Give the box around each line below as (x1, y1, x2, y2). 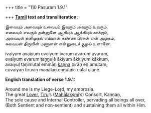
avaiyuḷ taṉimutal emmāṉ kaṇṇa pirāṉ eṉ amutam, (5, 61, 108, 67)
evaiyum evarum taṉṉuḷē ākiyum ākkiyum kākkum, (5, 56, 109, 62)
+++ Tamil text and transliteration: (5, 14, 78, 20)
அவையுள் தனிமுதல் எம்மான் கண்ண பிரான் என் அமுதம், (5, 35, 115, 41)
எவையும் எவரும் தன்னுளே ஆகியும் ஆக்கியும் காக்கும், (5, 30, 109, 35)
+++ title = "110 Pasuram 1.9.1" (5, 5, 68, 10)
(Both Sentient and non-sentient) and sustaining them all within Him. (5, 102, 146, 108)
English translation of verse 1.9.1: (5, 76, 75, 82)
